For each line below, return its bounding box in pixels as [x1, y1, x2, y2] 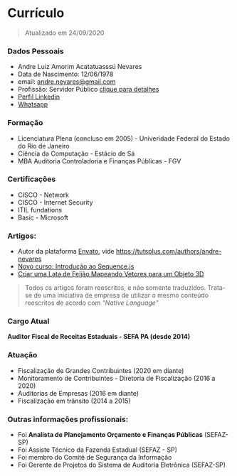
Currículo [7, 5, 65, 21]
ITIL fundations [17, 205, 63, 214]
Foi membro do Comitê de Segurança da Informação [17, 453, 172, 462]
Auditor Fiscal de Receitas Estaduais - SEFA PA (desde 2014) [7, 332, 191, 341]
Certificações [7, 174, 56, 184]
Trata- [207, 283, 226, 292]
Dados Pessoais [7, 46, 64, 56]
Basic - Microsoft [17, 213, 69, 222]
